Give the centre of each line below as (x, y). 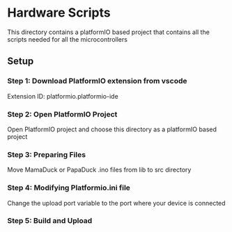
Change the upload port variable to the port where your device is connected (116, 203)
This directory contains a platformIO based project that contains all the (109, 32)
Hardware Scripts (59, 13)
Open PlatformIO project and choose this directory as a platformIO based (112, 129)
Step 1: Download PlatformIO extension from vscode (97, 81)
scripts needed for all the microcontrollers (67, 39)
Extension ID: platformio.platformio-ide (63, 96)
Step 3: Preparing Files (46, 154)
